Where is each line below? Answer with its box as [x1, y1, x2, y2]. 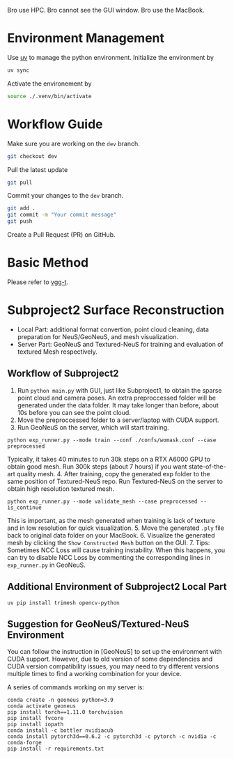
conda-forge [7, 740, 42, 746]
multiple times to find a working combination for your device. [7, 670, 182, 678]
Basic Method [7, 255, 89, 271]
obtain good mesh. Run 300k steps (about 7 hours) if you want [7, 462, 187, 471]
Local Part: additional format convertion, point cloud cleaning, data [17, 325, 209, 334]
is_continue [7, 504, 42, 511]
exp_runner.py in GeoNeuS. [7, 561, 86, 569]
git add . [7, 205, 36, 212]
